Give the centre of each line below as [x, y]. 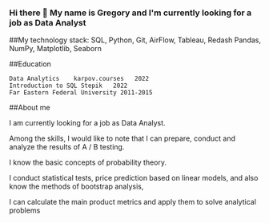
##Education [30, 64]
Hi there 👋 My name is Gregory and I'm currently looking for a [130, 13]
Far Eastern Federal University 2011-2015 [81, 93]
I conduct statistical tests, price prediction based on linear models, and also [134, 178]
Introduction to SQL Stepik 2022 [68, 86]
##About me [30, 108]
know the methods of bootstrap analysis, [76, 186]
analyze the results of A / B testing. [67, 147]
